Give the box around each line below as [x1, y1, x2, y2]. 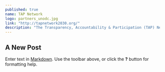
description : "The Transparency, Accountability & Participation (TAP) [5, 25, 155, 30]
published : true [5, 7, 38, 12]
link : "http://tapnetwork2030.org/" [5, 20, 80, 26]
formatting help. [5, 61, 38, 67]
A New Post [5, 43, 42, 52]
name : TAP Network [5, 12, 43, 17]
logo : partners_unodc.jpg [5, 16, 58, 21]
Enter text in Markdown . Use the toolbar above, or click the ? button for [5, 56, 149, 62]
